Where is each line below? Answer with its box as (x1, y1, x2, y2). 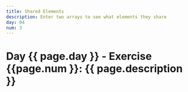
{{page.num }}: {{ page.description (6, 62, 183, 76)
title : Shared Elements (6, 8, 65, 15)
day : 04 (6, 19, 25, 25)
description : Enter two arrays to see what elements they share (6, 14, 167, 20)
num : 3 (6, 24, 22, 31)
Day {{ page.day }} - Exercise (6, 50, 152, 63)
